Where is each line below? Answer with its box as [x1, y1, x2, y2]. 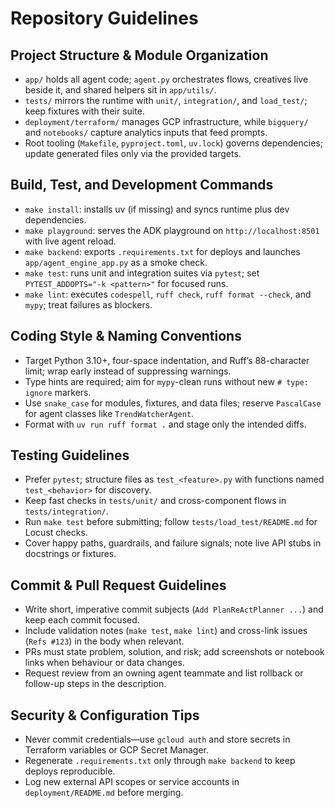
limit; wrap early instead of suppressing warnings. [24, 365, 232, 377]
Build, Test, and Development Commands [10, 177, 274, 194]
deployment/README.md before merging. [24, 787, 184, 799]
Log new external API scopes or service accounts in [24, 776, 240, 788]
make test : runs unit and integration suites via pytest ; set [24, 267, 260, 279]
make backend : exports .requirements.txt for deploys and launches [24, 245, 301, 257]
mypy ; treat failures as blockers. [24, 298, 153, 311]
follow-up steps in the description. [24, 678, 167, 690]
